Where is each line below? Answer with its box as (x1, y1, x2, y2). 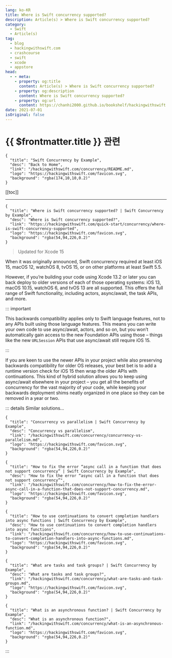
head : (5, 70, 17, 75)
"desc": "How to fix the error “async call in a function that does (10, 473, 159, 478)
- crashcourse (10, 50, 40, 55)
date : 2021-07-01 (5, 108, 42, 113)
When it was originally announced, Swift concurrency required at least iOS (5, 258, 162, 264)
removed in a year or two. (5, 395, 60, 401)
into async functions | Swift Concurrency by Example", (5, 518, 127, 523)
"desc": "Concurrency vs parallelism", (10, 428, 95, 433)
